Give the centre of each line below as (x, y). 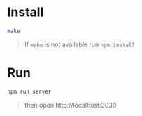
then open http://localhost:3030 (70, 105)
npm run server (29, 91)
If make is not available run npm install (79, 44)
